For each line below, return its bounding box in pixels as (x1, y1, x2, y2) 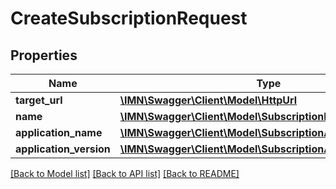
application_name (15, 126, 103, 139)
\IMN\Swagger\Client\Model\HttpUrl (119, 93, 298, 107)
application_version (15, 142, 111, 156)
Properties (10, 47, 78, 64)
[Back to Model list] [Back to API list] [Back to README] (10, 168, 240, 179)
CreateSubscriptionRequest (10, 7, 248, 30)
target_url (15, 93, 63, 107)
